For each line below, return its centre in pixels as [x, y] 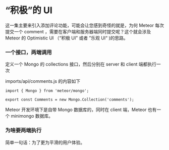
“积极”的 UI [29, 10]
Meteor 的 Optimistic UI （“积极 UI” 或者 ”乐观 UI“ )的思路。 [67, 38]
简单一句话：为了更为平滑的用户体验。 [45, 142]
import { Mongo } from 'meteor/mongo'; [47, 91]
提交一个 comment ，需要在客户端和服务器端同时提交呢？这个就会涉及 [78, 31]
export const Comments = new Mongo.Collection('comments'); [70, 100]
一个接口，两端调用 [29, 52]
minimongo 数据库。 [32, 116]
